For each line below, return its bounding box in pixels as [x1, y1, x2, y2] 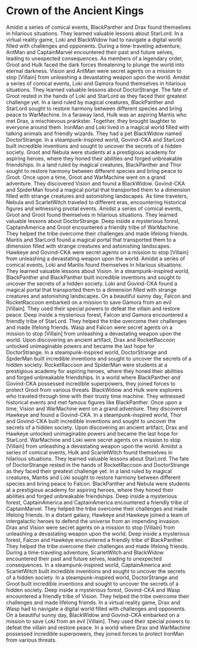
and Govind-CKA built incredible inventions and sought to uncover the [6, 417, 176, 424]
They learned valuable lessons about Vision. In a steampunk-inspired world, [6, 267, 190, 274]
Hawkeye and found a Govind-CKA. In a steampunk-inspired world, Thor [6, 411, 182, 418]
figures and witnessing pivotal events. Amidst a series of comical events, [6, 205, 183, 212]
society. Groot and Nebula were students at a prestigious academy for [6, 148, 176, 155]
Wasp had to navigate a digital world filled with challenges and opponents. [6, 605, 186, 612]
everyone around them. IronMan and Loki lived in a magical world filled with [6, 124, 189, 131]
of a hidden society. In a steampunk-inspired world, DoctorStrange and [6, 574, 178, 581]
